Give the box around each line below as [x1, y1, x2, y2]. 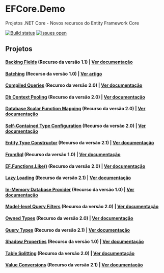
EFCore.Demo [5, 3, 65, 15]
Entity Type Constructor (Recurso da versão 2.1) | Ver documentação [5, 140, 154, 146]
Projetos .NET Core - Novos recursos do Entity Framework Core [5, 20, 139, 26]
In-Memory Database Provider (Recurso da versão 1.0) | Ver [5, 186, 134, 192]
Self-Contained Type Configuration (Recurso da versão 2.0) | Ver [5, 122, 146, 129]
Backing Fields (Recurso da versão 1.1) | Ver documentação [5, 59, 133, 65]
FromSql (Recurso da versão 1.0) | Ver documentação [5, 152, 121, 158]
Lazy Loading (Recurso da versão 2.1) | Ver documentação [5, 175, 131, 181]
